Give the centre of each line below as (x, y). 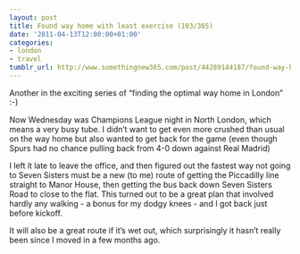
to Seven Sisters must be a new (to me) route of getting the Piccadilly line (144, 174)
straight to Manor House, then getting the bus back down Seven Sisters (141, 184)
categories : (31, 42)
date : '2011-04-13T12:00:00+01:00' (75, 34)
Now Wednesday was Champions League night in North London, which (141, 119)
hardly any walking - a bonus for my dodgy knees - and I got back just (138, 203)
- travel (25, 59)
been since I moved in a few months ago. (85, 240)
